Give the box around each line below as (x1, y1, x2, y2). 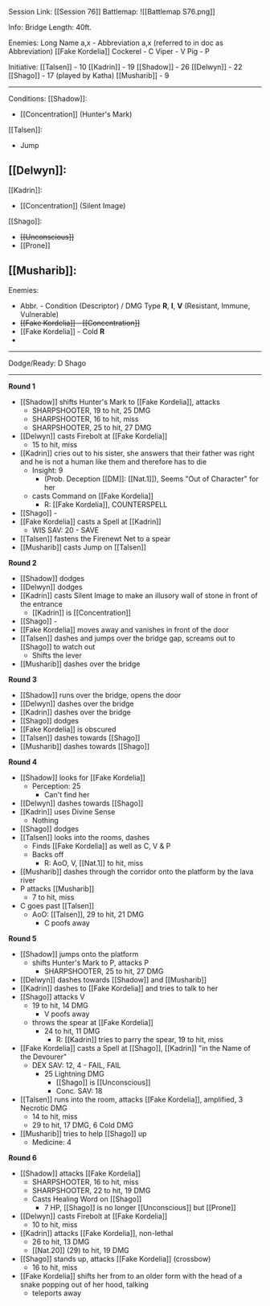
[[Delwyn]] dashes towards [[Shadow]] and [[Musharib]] (19, 974, 207, 984)
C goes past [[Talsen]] (19, 900, 95, 910)
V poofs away (43, 1009, 90, 1019)
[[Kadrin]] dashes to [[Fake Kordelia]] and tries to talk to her (19, 983, 219, 993)
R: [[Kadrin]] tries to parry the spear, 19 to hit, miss (55, 1034, 223, 1044)
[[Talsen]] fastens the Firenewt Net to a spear (19, 534, 171, 543)
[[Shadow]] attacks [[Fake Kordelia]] (19, 1168, 141, 1178)
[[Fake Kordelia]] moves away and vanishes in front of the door (19, 624, 229, 634)
